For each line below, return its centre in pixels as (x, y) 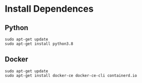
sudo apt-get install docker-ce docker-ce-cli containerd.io (71, 75)
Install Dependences (49, 9)
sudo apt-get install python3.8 (39, 44)
